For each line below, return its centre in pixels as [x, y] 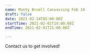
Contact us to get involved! [33, 46]
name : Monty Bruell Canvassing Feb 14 [45, 10]
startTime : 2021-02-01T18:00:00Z [40, 23]
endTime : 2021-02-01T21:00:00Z [37, 28]
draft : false [19, 14]
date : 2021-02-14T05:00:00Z [34, 19]
